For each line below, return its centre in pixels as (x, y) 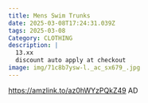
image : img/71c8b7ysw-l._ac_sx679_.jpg (74, 68)
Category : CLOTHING (41, 38)
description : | (33, 46)
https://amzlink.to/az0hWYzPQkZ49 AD (73, 90)
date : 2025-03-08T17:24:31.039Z (62, 23)
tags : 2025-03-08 (37, 30)
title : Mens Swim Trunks (49, 16)
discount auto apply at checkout (71, 61)
